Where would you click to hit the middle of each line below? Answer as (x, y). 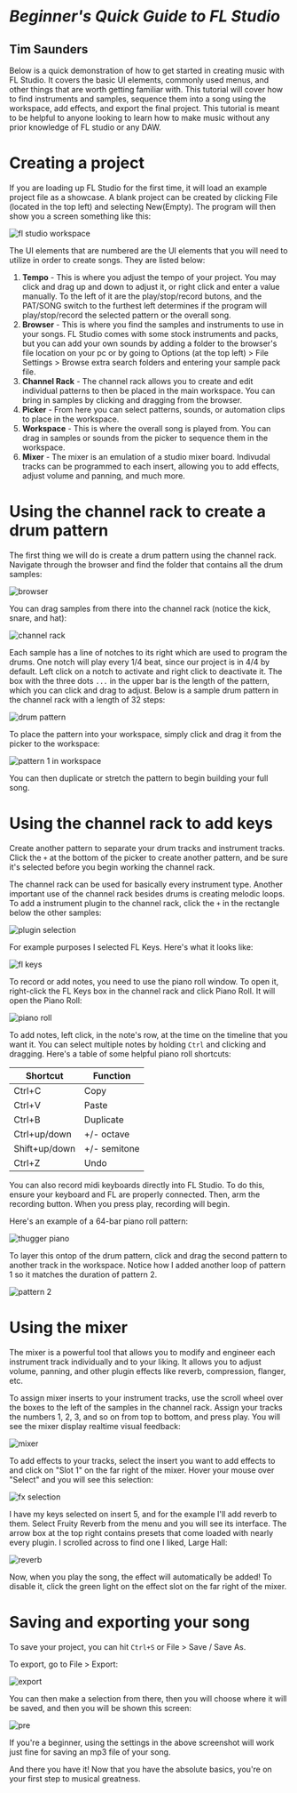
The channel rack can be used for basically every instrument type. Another (146, 884)
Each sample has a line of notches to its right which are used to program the (148, 652)
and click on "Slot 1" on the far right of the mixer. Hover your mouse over (142, 1470)
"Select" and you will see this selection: (81, 1479)
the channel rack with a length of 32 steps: (87, 699)
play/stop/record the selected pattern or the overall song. (127, 315)
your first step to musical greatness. (75, 1778)
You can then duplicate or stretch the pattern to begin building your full (139, 778)
